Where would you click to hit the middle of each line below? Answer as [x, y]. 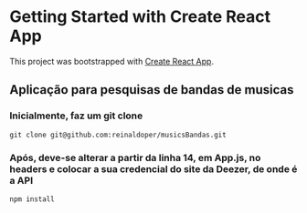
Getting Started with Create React [140, 17]
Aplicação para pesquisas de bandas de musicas [152, 90]
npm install [32, 199]
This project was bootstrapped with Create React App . [112, 61]
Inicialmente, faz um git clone [76, 116]
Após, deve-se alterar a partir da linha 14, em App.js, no [135, 157]
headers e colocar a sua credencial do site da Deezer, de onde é [153, 168]
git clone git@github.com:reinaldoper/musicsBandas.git [118, 135]
